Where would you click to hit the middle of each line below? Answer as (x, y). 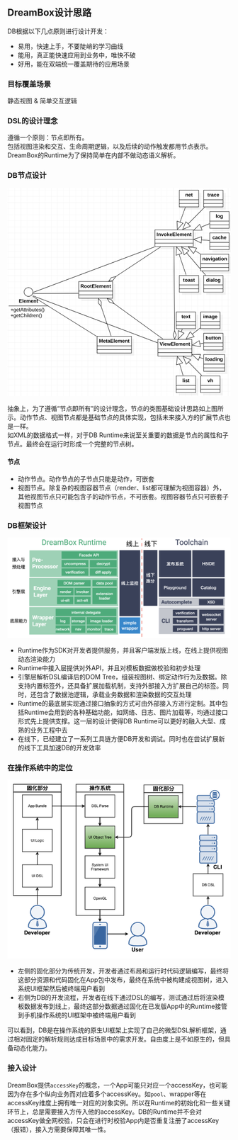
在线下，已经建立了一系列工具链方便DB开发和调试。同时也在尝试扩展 (118, 738)
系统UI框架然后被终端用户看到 (61, 989)
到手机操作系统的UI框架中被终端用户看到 (76, 1015)
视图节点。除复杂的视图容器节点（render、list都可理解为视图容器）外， (121, 487)
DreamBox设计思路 (50, 13)
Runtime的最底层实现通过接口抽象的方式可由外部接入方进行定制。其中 (119, 703)
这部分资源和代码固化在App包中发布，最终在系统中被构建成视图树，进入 (123, 980)
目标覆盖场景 (29, 84)
